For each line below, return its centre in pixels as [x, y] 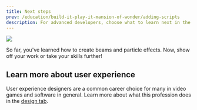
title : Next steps [29, 11]
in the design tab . [27, 101]
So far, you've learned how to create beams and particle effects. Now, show [98, 50]
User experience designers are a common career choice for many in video [96, 89]
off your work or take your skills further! [54, 56]
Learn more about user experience [71, 75]
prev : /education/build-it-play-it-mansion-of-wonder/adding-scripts [93, 17]
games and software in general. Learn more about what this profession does [98, 95]
